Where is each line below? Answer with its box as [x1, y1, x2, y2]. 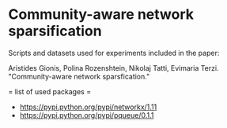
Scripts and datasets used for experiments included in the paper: [8, 48, 220, 57]
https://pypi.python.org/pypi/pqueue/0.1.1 [19, 110, 154, 119]
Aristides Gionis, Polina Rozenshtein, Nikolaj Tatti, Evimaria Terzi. [8, 63, 219, 72]
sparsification [8, 22, 102, 40]
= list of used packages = [8, 86, 92, 96]
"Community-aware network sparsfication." [8, 71, 150, 81]
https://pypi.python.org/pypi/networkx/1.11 [19, 102, 157, 112]
